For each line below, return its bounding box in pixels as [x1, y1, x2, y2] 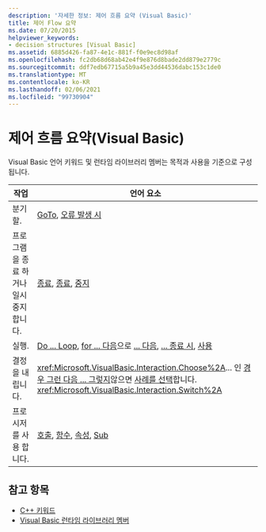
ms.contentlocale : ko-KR [8, 78, 90, 86]
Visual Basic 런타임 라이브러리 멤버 [19, 515, 130, 525]
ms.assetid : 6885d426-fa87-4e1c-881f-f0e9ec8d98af [8, 48, 179, 56]
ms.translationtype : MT [8, 71, 87, 79]
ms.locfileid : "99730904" [8, 93, 93, 101]
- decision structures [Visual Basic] [8, 41, 136, 49]
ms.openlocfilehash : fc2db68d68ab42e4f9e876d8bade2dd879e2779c [8, 56, 222, 64]
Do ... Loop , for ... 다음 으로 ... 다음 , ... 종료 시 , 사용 [36, 341, 213, 352]
